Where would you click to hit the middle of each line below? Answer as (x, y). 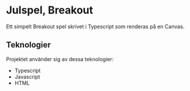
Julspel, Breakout (50, 10)
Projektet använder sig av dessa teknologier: (60, 59)
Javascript (27, 76)
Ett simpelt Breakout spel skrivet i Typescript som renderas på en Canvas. (95, 26)
